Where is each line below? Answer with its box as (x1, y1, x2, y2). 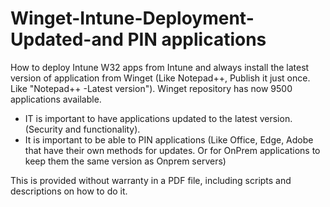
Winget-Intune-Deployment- (10, 7, 255, 30)
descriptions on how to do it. (10, 185, 128, 197)
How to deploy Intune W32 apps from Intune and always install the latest (10, 61, 310, 73)
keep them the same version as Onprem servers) (24, 155, 227, 167)
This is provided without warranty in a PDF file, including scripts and (10, 174, 292, 186)
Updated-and (10, 28, 124, 51)
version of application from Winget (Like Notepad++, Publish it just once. (10, 72, 311, 84)
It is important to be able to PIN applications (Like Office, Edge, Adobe (24, 133, 314, 146)
